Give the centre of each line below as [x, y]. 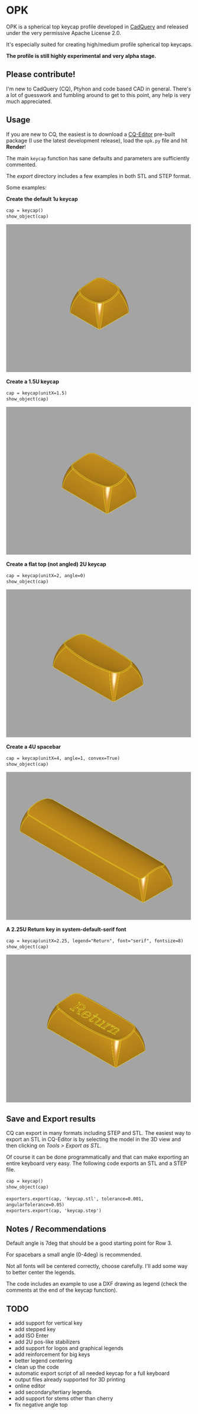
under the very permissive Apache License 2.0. [64, 33]
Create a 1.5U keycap [33, 381]
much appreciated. [29, 101]
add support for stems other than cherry [64, 1398]
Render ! [16, 147]
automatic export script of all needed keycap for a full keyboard [92, 1373]
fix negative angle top [41, 1405]
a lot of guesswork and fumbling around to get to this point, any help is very [98, 95]
